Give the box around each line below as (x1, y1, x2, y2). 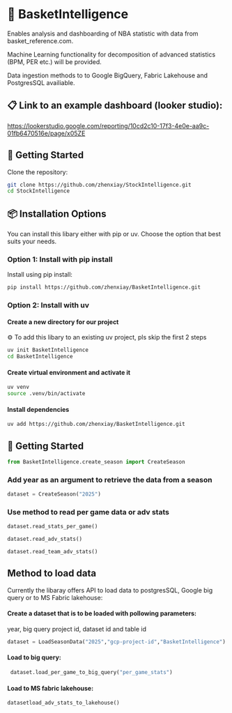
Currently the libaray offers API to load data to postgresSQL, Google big (7, 585, 213, 595)
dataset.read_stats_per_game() (7, 523, 98, 530)
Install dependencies (7, 405, 70, 413)
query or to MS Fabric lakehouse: (7, 593, 103, 601)
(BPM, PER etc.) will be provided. (7, 57, 102, 66)
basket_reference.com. (7, 36, 74, 45)
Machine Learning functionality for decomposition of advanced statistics (7, 50, 216, 59)
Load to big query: (7, 653, 61, 661)
